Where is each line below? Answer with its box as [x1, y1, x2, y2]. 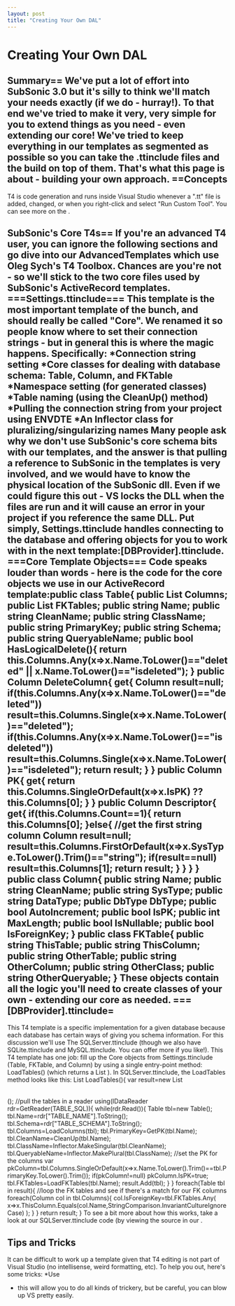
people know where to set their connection [7, 325, 198, 337]
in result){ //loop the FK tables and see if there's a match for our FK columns [7, 1186, 227, 1195]
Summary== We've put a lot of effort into [7, 75, 190, 87]
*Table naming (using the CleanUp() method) [7, 391, 208, 403]
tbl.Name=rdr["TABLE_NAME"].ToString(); [7, 1112, 128, 1120]
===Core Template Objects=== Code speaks [7, 555, 208, 568]
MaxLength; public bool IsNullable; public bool [7, 917, 215, 929]
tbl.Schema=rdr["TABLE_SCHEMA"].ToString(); [7, 1120, 142, 1128]
